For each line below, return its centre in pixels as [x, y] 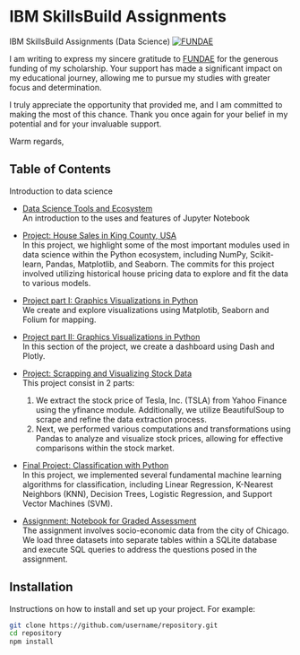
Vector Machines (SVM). [68, 503]
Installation [41, 587]
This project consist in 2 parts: [78, 382]
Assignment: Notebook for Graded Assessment [109, 520]
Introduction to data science [61, 191]
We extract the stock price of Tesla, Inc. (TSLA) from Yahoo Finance [161, 400]
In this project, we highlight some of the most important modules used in [156, 245]
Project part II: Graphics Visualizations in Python [111, 336]
